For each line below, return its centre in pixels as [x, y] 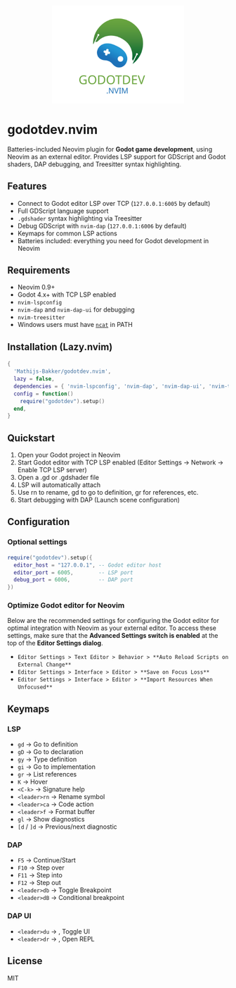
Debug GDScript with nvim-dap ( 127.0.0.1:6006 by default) [102, 226]
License [25, 961]
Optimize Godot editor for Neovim [66, 605]
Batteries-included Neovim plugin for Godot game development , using [110, 149]
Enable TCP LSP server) [52, 470]
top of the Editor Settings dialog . [55, 643]
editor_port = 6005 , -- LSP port [73, 572]
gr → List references [47, 774]
